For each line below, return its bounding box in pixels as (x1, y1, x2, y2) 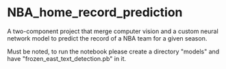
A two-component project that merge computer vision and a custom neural (7, 27, 219, 35)
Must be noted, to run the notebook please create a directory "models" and (7, 47, 220, 55)
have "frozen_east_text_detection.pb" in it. (7, 54, 127, 62)
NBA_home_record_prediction (7, 5, 183, 20)
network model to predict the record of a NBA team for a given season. (7, 34, 208, 42)
